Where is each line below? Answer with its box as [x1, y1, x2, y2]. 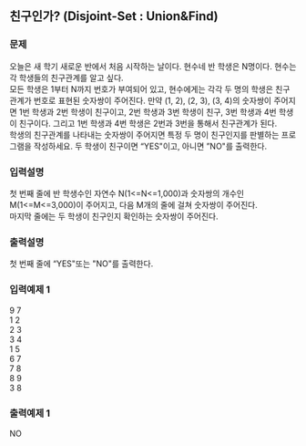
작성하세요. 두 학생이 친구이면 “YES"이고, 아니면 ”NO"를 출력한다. [33, 140, 268, 151]
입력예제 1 [9, 284, 51, 296]
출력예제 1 [9, 407, 51, 420]
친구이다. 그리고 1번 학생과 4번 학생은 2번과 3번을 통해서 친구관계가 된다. [18, 118, 278, 129]
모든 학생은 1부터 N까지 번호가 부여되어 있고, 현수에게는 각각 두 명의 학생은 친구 [9, 83, 291, 94]
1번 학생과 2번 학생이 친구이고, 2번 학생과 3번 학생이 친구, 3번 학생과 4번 [18, 106, 278, 117]
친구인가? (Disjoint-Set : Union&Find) [9, 8, 219, 25]
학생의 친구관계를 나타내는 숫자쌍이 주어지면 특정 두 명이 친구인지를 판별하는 [9, 129, 280, 140]
